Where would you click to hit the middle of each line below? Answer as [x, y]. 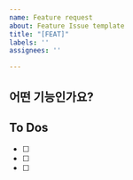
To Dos [29, 127]
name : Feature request [51, 17]
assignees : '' [35, 51]
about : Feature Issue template [67, 26]
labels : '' [29, 42]
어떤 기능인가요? [51, 97]
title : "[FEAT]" [39, 34]
